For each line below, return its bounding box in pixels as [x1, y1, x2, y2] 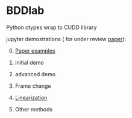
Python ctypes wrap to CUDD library [6, 24, 97, 31]
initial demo [14, 59, 44, 66]
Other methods [14, 105, 53, 113]
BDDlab [6, 4, 45, 18]
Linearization [14, 94, 48, 101]
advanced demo [14, 70, 56, 77]
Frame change [14, 82, 51, 90]
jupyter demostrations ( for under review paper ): [6, 35, 127, 42]
